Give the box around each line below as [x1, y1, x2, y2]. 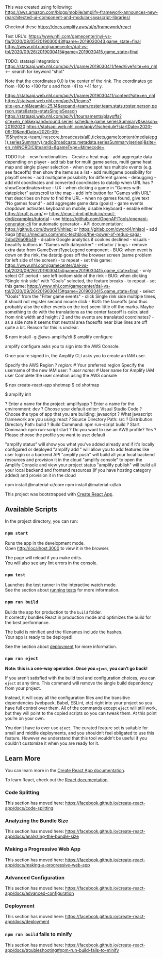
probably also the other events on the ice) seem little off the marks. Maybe [5, 304, 154, 310]
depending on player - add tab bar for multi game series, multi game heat [5, 159, 152, 165]
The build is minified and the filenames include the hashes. [5, 629, 123, 635]
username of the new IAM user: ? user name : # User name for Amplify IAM [5, 368, 154, 373]
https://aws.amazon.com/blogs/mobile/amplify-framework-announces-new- [5, 9, 158, 15]
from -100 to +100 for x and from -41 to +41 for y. [5, 83, 103, 89]
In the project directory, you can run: [5, 518, 78, 524]
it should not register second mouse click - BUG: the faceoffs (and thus [5, 299, 148, 304]
